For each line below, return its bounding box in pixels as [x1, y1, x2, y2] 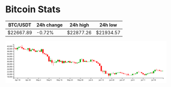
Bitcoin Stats [5, 4, 61, 15]
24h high [69, 22, 90, 28]
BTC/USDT [8, 22, 32, 28]
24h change [36, 22, 63, 28]
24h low [99, 22, 117, 28]
